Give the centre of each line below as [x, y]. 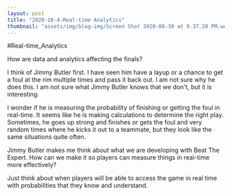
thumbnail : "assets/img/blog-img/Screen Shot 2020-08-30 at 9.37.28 [108, 26]
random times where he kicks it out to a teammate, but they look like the [110, 130]
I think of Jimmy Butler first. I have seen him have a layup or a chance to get [115, 72]
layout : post [26, 13]
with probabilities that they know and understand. [78, 186]
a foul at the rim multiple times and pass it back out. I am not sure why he [111, 80]
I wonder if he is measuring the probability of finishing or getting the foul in [114, 108]
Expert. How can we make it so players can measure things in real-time [108, 157]
